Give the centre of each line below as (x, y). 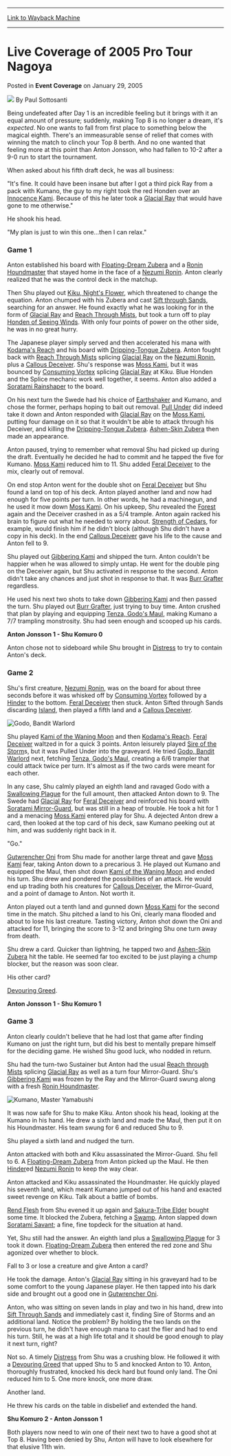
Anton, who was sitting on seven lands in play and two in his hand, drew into (115, 1307)
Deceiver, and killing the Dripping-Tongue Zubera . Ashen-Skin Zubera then (113, 429)
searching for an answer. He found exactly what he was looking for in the (111, 307)
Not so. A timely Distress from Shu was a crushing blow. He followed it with (113, 1357)
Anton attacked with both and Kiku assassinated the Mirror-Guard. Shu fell (112, 1154)
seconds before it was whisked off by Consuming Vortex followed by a (107, 695)
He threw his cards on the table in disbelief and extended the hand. (102, 1405)
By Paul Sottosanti (41, 100)
